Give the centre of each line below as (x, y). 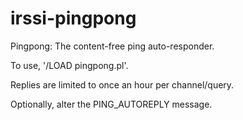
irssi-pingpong (73, 18)
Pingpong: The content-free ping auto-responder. (112, 46)
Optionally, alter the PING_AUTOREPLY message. (111, 104)
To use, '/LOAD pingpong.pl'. (69, 65)
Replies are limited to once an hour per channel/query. (122, 84)
